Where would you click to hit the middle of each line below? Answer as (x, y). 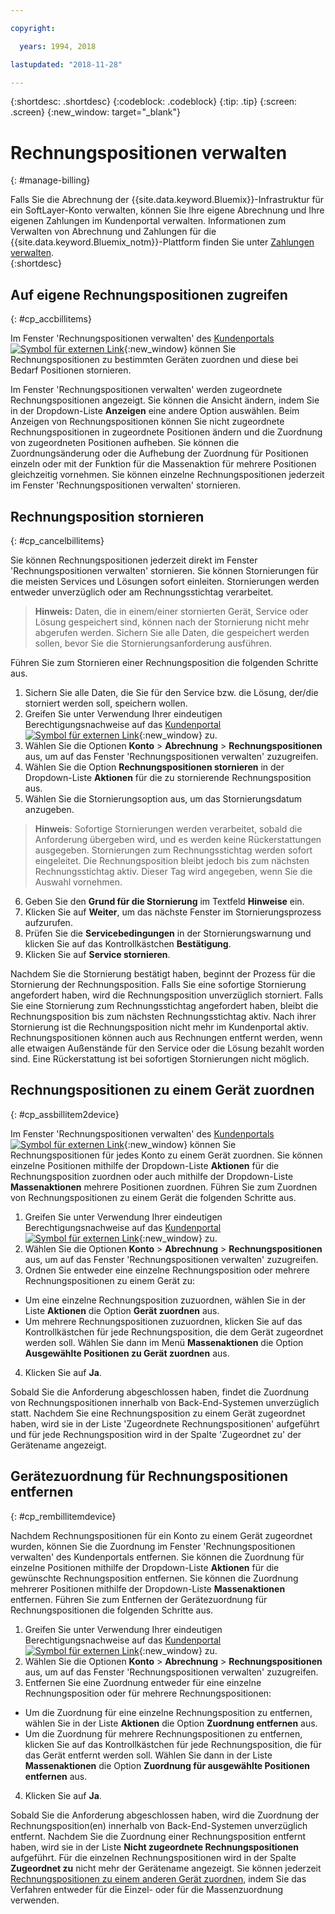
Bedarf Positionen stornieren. (71, 370)
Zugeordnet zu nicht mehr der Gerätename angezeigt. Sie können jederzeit (166, 1868)
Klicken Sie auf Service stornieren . (97, 954)
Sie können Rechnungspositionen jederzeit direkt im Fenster (134, 560)
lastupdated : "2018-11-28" (66, 64)
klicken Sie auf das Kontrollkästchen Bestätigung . (128, 943)
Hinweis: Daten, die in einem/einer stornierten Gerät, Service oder (171, 611)
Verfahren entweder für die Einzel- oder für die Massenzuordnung (147, 1889)
